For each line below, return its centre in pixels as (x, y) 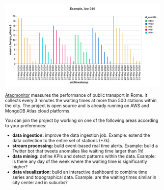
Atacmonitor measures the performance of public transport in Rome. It (76, 95)
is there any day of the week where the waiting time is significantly (80, 161)
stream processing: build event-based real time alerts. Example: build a (85, 146)
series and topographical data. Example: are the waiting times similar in (84, 177)
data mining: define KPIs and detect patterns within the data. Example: (84, 156)
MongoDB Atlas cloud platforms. (38, 111)
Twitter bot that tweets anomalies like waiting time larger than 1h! (78, 151)
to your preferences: (26, 126)
